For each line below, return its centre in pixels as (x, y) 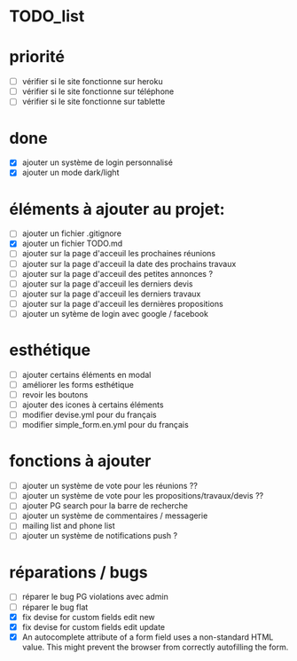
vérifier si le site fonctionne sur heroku (92, 82)
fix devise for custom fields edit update (94, 626)
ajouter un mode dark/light (70, 173)
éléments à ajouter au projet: (117, 209)
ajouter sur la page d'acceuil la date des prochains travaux (129, 264)
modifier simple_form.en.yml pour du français (105, 425)
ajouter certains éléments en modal (86, 374)
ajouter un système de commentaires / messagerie (115, 515)
